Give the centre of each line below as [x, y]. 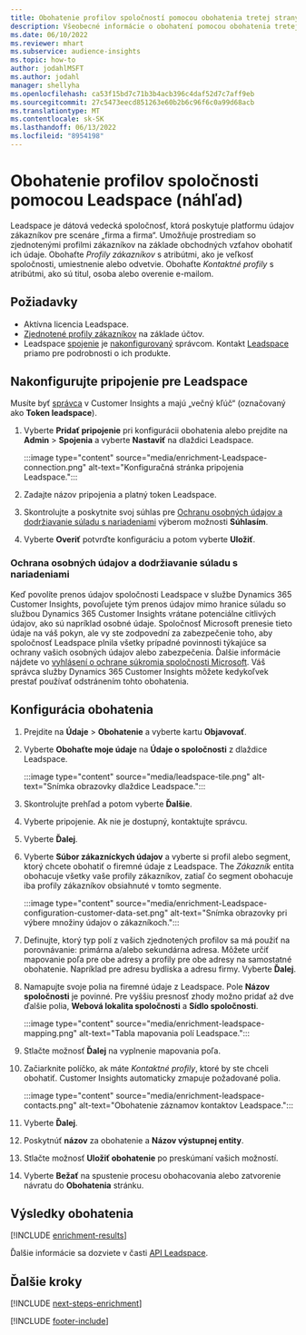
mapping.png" [50, 1033]
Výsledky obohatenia [72, 1213]
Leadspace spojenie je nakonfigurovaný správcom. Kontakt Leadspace [156, 343]
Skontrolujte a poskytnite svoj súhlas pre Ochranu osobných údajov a [153, 512]
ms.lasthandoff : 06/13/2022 [64, 128]
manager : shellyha [45, 85]
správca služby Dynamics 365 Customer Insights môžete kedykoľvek [139, 671]
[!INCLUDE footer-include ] [59, 1321]
